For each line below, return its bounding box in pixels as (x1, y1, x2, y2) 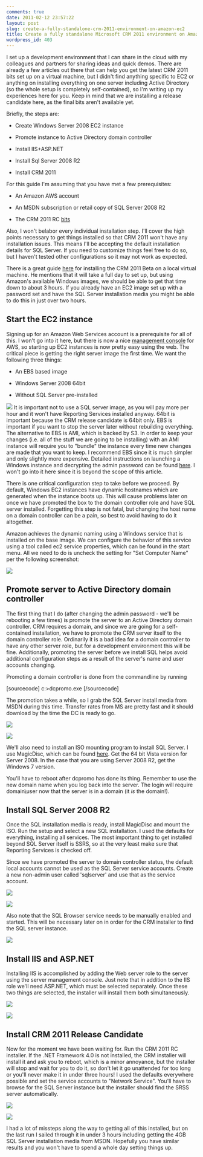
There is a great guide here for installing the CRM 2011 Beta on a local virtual (6, 265, 196, 272)
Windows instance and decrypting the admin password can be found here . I (6, 461, 195, 468)
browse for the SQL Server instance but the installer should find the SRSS (6, 1084, 189, 1091)
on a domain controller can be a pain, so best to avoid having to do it (6, 511, 177, 519)
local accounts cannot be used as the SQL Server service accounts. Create (6, 865, 193, 872)
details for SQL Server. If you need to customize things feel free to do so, (6, 247, 188, 254)
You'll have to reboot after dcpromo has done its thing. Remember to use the (6, 774, 197, 782)
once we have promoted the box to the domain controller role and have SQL (6, 499, 195, 506)
